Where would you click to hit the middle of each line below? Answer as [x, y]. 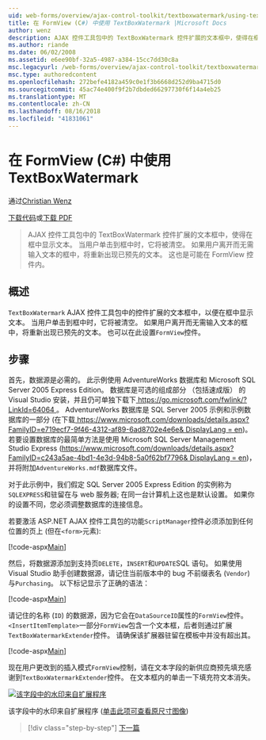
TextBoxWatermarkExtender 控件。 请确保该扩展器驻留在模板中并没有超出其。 [131, 635]
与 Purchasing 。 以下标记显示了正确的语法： [79, 583]
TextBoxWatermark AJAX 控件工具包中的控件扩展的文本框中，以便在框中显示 [131, 312]
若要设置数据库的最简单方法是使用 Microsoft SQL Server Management [122, 439]
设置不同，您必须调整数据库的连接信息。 [81, 504]
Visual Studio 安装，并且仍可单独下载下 [72, 400]
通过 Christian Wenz [40, 201]
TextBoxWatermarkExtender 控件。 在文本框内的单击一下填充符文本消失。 [139, 677]
